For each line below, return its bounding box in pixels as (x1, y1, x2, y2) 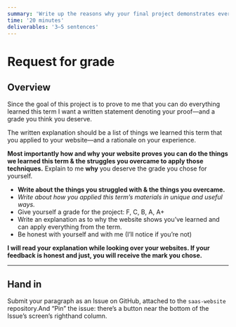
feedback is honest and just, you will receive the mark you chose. (7, 251, 202, 260)
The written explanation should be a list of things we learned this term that (7, 128, 223, 137)
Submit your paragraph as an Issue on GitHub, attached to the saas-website (7, 297, 226, 305)
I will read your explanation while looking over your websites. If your (7, 243, 210, 253)
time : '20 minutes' (7, 17, 65, 24)
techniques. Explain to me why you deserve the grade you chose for (7, 164, 207, 173)
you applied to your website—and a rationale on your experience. (7, 136, 197, 145)
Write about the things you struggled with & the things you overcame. (17, 185, 225, 194)
